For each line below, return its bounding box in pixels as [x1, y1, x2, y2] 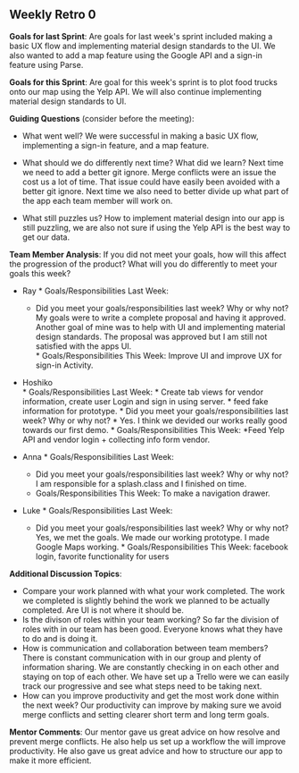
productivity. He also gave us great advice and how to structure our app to [9, 745, 283, 756]
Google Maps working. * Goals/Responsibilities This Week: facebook [35, 541, 288, 552]
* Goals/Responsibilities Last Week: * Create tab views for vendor [21, 386, 264, 397]
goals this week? [9, 268, 71, 278]
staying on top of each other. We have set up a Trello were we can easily [21, 671, 290, 682]
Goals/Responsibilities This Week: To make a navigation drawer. [35, 488, 270, 498]
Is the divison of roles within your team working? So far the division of [21, 614, 279, 624]
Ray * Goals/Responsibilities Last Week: [21, 285, 170, 296]
